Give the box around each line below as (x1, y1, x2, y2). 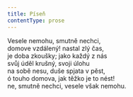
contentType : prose (7, 17, 65, 24)
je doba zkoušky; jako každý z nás (7, 51, 108, 60)
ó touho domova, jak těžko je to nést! (7, 74, 115, 82)
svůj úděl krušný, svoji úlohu (7, 59, 90, 67)
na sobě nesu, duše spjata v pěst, (7, 67, 106, 75)
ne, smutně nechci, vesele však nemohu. (7, 81, 127, 90)
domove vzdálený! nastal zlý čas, (7, 44, 105, 52)
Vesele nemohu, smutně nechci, (7, 36, 101, 45)
